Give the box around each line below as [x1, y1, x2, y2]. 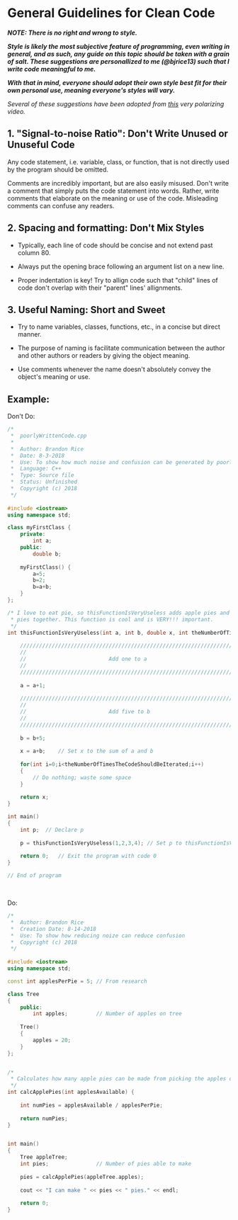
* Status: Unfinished [10, 478, 78, 486]
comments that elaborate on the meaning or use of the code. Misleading [7, 193, 218, 203]
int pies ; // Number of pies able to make [20, 1160, 192, 1168]
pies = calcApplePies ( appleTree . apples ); [20, 1173, 144, 1180]
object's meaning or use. [17, 373, 91, 381]
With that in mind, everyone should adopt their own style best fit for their [7, 78, 227, 86]
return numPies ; [20, 1114, 69, 1122]
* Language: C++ [10, 465, 62, 473]
